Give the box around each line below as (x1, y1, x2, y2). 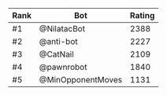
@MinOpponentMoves (39, 75, 123, 85)
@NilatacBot (39, 24, 85, 34)
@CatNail (39, 49, 75, 60)
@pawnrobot (39, 62, 87, 72)
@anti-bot (39, 36, 78, 46)
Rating (129, 10, 155, 20)
